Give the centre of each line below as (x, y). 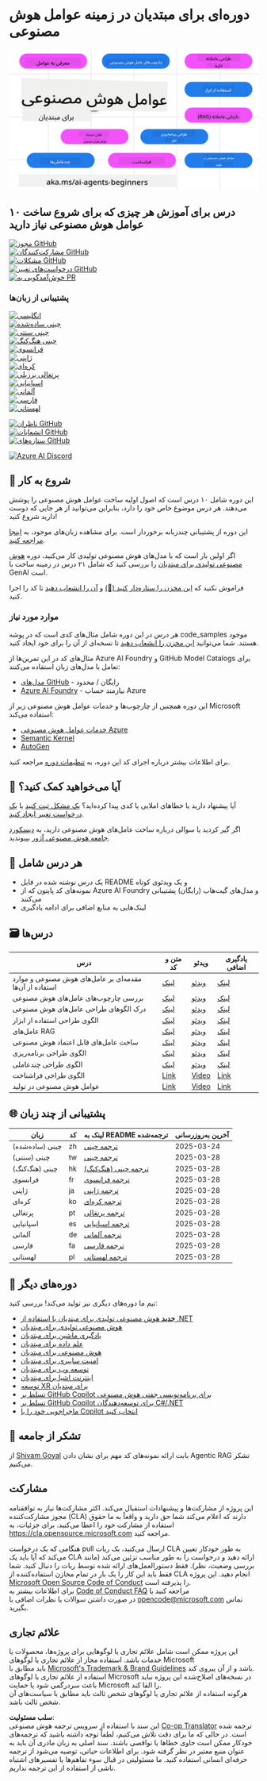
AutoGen (35, 746)
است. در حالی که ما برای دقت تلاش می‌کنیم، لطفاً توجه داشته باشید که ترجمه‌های (128, 1734)
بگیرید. (19, 1607)
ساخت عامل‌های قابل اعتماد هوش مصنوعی (75, 1042)
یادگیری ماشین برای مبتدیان (61, 1335)
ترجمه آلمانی (103, 1235)
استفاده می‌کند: (32, 714)
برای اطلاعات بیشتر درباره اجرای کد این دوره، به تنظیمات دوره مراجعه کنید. (120, 762)
